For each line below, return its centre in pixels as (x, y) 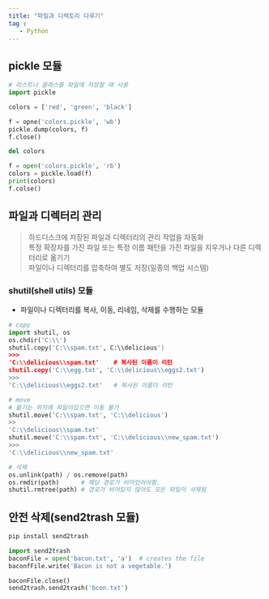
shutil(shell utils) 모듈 (51, 290)
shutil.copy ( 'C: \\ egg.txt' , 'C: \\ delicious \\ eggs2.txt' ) (107, 370)
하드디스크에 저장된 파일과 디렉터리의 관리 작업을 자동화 (116, 237)
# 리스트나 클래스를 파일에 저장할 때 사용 (68, 85)
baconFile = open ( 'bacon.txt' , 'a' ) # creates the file (107, 558)
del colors (27, 152)
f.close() (25, 137)
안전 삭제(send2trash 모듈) (74, 517)
